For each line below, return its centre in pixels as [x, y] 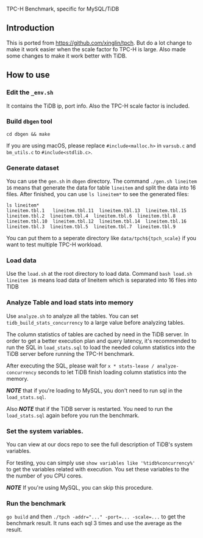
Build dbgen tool [30, 122]
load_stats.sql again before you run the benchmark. [73, 415]
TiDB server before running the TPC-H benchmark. [70, 353]
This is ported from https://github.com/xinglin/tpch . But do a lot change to [99, 43]
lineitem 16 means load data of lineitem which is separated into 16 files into [101, 280]
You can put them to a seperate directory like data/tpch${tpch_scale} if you [101, 238]
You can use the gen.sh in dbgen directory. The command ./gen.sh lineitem [101, 181]
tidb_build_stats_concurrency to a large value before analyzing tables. [95, 322]
